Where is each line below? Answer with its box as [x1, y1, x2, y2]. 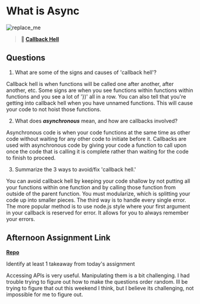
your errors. [6, 215, 36, 222]
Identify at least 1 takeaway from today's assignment [6, 260, 135, 267]
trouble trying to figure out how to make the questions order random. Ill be [6, 278, 188, 285]
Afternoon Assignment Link [6, 233, 111, 243]
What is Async [6, 4, 80, 18]
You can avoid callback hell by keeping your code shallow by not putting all [6, 177, 190, 185]
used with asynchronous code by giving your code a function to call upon [6, 142, 187, 149]
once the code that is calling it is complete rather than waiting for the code [6, 148, 189, 155]
